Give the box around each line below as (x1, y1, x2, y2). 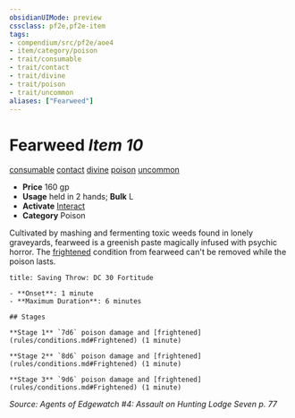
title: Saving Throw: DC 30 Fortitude (9, 274, 154, 283)
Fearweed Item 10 (9, 135, 144, 155)
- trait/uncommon (9, 88, 74, 97)
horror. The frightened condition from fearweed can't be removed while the (9, 247, 287, 258)
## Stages (9, 312, 46, 322)
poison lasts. (9, 256, 56, 267)
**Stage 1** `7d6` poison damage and (9, 328, 150, 337)
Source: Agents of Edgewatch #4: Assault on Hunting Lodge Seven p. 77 (9, 399, 278, 410)
